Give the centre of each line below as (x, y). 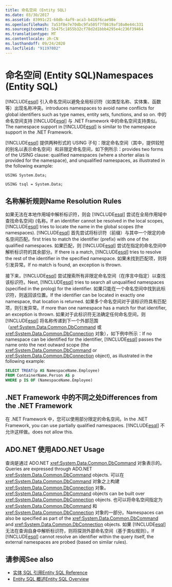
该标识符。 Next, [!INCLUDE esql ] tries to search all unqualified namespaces (85, 282)
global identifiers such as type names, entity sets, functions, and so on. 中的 (86, 114)
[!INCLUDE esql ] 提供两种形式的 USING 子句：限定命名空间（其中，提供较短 (85, 142)
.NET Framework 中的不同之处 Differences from (81, 398)
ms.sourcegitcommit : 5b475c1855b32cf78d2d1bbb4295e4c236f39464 (74, 29)
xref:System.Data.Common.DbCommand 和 (51, 506)
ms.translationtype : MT (31, 34)
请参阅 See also (30, 560)
